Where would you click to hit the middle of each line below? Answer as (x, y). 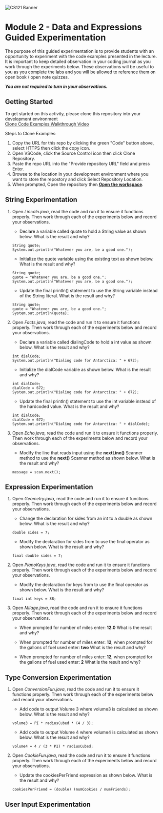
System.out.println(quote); (41, 313)
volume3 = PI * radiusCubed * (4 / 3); (53, 723)
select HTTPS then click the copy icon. (51, 148)
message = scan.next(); (36, 472)
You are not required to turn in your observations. (56, 86)
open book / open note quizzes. (37, 77)
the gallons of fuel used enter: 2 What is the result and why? (80, 662)
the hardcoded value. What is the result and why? (69, 406)
